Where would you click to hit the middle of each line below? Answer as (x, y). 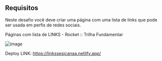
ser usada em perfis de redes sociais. (43, 25)
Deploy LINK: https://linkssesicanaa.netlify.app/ (53, 53)
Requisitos (22, 8)
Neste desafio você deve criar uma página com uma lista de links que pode (81, 20)
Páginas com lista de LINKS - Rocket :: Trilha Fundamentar (64, 34)
